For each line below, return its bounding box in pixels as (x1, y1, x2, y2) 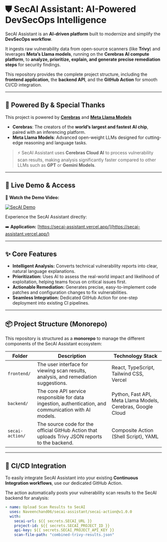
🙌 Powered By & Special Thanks (5, 101, 105, 109)
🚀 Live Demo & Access (5, 181, 76, 190)
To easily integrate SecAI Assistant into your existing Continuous (5, 475, 138, 481)
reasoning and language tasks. (24, 139, 87, 145)
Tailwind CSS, (111, 370, 144, 377)
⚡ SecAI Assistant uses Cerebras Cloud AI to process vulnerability (17, 149, 154, 155)
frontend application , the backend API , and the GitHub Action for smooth (5, 76, 158, 83)
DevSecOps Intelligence (5, 14, 107, 26)
